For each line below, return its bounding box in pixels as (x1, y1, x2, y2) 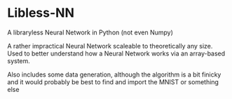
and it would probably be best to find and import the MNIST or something (7, 77, 219, 86)
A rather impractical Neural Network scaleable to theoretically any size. (7, 41, 213, 50)
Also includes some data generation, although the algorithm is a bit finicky (7, 70, 221, 79)
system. (7, 56, 30, 65)
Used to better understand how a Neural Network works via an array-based (7, 49, 226, 58)
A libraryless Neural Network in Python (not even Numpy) (7, 28, 174, 37)
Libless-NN (7, 5, 75, 21)
